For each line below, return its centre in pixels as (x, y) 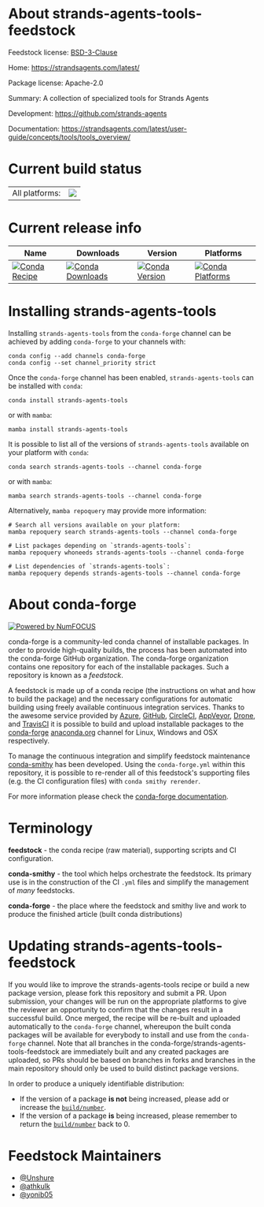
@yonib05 (36, 1194)
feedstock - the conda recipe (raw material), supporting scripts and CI (123, 850)
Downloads (98, 253)
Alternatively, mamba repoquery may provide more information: (107, 510)
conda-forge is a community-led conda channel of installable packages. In (128, 641)
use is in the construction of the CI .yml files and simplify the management (128, 882)
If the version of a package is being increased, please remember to (128, 1116)
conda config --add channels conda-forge (77, 356)
